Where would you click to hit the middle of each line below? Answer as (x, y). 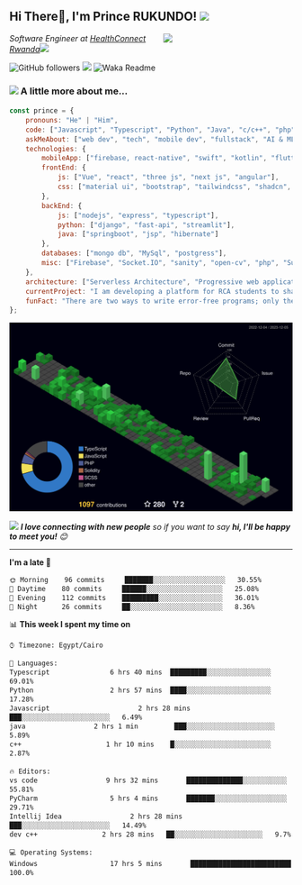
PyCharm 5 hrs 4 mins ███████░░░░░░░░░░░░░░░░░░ (148, 798)
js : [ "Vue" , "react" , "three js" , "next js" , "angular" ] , (168, 178)
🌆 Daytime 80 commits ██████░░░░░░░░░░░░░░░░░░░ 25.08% (134, 588)
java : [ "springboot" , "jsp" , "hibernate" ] (138, 234)
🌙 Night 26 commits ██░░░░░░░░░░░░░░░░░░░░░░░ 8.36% (132, 607)
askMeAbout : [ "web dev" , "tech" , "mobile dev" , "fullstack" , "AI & (154, 139)
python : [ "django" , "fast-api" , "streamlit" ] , (146, 225)
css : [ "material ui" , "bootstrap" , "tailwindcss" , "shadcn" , (174, 187)
